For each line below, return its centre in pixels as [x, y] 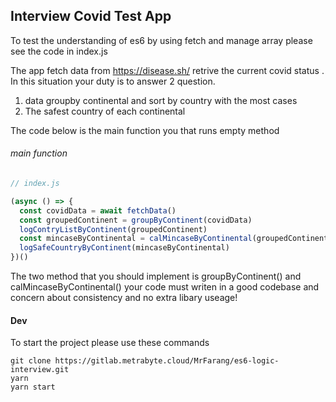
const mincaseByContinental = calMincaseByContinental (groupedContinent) [176, 239]
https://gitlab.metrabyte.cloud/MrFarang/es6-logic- [167, 361]
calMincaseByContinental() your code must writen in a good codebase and [165, 287]
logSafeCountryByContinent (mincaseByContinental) [124, 248]
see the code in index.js [59, 51]
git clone [31, 361]
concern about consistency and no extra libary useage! [124, 298]
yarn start [33, 387]
